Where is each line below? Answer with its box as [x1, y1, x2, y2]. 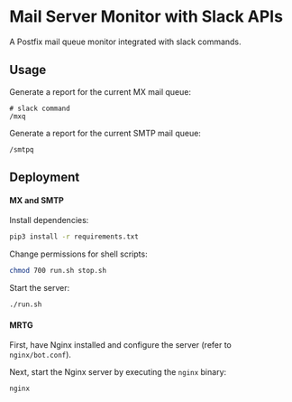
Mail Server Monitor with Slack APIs [9, 6, 284, 27]
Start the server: [9, 283, 70, 294]
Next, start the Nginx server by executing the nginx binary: [9, 367, 227, 378]
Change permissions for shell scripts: [9, 248, 148, 259]
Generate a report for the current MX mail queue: [9, 86, 192, 97]
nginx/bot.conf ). [9, 350, 72, 360]
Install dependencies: [9, 215, 89, 226]
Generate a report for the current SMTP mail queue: [9, 127, 201, 138]
